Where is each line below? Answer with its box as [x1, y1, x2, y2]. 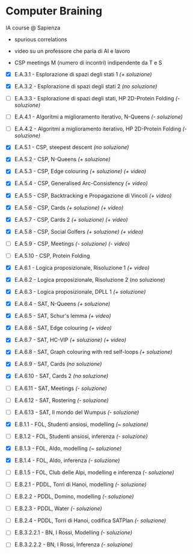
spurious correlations [14, 35, 67, 43]
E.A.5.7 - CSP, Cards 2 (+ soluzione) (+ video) [14, 216, 128, 223]
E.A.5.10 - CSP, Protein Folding [14, 252, 90, 259]
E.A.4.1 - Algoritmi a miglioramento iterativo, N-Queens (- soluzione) [14, 113, 183, 121]
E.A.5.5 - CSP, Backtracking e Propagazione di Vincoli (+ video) [14, 192, 172, 199]
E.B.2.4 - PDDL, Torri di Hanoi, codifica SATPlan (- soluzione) [14, 517, 167, 524]
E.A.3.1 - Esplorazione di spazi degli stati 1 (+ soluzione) [14, 70, 152, 78]
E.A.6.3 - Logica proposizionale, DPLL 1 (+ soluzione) [14, 288, 146, 295]
